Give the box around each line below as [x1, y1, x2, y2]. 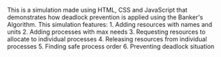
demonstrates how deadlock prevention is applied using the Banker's [7, 13, 203, 21]
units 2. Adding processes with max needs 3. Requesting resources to [7, 27, 206, 36]
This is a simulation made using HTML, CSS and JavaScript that [7, 6, 188, 14]
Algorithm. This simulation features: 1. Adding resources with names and [7, 21, 213, 28]
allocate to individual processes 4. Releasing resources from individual [7, 35, 207, 43]
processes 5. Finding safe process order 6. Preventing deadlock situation [7, 43, 215, 50]
